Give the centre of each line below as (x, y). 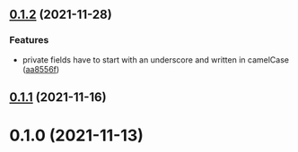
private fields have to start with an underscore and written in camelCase (156, 59)
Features (29, 40)
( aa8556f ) (41, 69)
